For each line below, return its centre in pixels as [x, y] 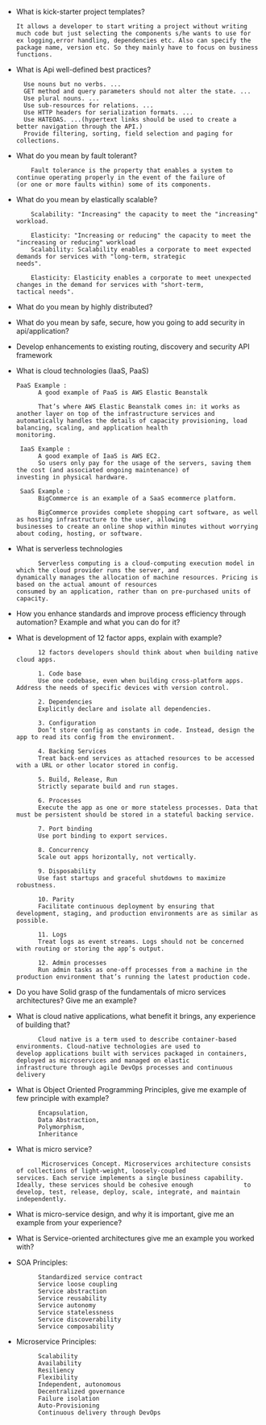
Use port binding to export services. [103, 836]
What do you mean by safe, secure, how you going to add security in [131, 322]
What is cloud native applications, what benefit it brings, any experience [136, 1016]
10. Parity [56, 899]
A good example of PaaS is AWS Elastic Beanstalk [123, 393]
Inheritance [58, 1134]
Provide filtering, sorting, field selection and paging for [129, 134]
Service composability [76, 1327]
